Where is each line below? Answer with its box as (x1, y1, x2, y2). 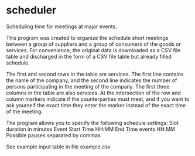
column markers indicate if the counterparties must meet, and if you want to (6, 95, 190, 103)
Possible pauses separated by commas (6, 131, 101, 138)
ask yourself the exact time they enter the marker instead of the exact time (6, 101, 186, 108)
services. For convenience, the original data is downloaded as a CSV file (6, 46, 181, 53)
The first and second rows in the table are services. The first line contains (6, 70, 184, 77)
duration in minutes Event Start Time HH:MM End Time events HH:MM (6, 126, 176, 133)
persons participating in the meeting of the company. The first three (6, 83, 170, 90)
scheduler (6, 4, 57, 17)
